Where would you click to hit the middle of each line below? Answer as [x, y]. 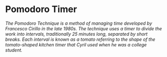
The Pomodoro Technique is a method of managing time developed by [79, 23]
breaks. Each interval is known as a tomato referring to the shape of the [80, 39]
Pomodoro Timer [41, 9]
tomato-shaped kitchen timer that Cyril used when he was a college [76, 44]
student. [14, 50]
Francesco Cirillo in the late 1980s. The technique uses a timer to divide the [84, 28]
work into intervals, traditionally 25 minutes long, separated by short [76, 34]
